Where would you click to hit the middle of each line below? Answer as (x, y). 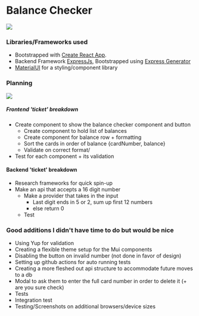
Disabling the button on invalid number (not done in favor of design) (98, 256)
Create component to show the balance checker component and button (102, 124)
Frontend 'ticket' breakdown (42, 109)
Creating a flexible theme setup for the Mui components (83, 249)
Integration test (33, 300)
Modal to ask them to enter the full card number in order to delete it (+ (101, 281)
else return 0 (48, 208)
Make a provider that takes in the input (71, 196)
